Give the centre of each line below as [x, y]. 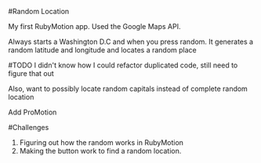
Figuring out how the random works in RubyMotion [101, 143]
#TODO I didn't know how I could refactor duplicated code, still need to [123, 65]
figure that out [31, 73]
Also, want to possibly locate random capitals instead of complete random [128, 89]
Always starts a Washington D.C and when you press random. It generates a [130, 42]
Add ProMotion [33, 112]
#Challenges [29, 127]
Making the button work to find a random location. [100, 151]
